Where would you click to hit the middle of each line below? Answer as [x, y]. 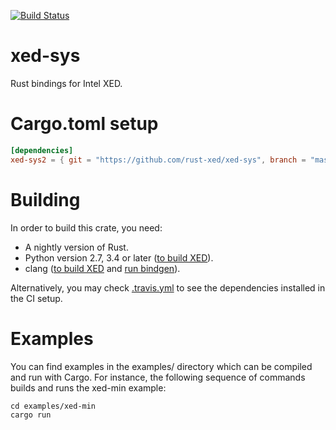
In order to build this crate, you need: [86, 227]
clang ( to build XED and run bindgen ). [102, 268]
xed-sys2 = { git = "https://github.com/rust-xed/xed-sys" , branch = [158, 160]
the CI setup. [36, 298]
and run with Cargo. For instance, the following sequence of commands [158, 377]
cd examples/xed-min [53, 406]
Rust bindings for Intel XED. [66, 83]
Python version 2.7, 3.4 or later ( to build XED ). [119, 257]
